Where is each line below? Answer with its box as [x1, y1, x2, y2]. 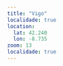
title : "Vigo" [7, 10, 48, 17]
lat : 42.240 [13, 29, 48, 36]
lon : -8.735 [13, 36, 48, 43]
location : [7, 23, 36, 30]
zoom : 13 [7, 42, 32, 49]
